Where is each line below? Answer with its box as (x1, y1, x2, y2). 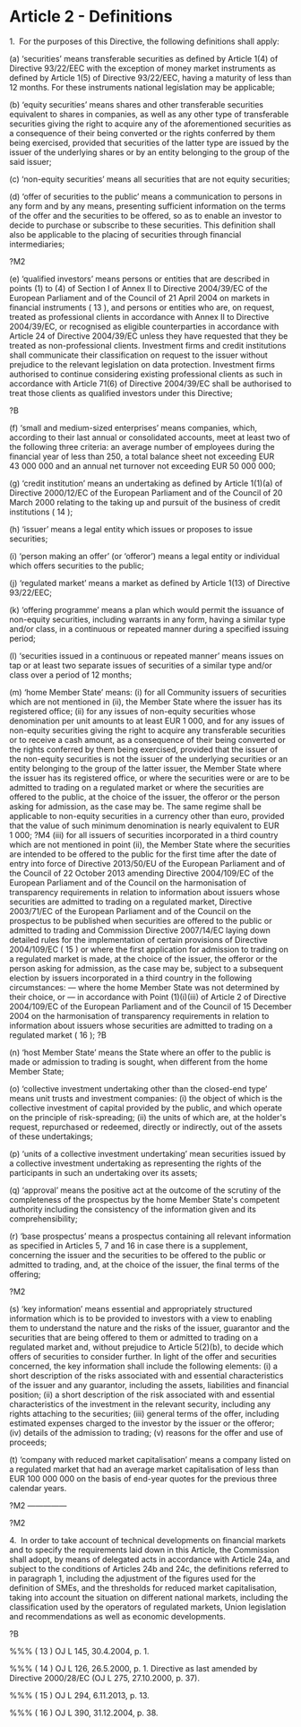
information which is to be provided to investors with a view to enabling (9, 1313, 272, 1324)
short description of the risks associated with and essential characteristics (9, 1369, 284, 1381)
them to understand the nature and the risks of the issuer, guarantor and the (9, 1322, 290, 1333)
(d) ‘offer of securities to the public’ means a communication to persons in (9, 191, 282, 202)
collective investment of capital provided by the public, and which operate (9, 1102, 283, 1113)
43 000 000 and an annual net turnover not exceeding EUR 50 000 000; (9, 460, 276, 471)
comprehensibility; (9, 1213, 78, 1224)
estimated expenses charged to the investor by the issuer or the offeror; (9, 1418, 275, 1429)
